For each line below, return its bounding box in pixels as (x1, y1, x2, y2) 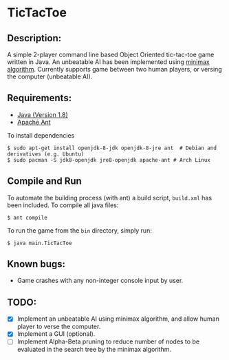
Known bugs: (7, 258, 66, 270)
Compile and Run (7, 176, 83, 187)
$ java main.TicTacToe (7, 240, 72, 246)
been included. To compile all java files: (7, 201, 119, 209)
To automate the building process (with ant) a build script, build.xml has (7, 193, 212, 202)
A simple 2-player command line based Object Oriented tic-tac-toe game (7, 50, 215, 59)
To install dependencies (7, 131, 75, 139)
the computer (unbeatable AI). (7, 72, 93, 81)
